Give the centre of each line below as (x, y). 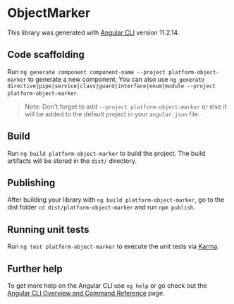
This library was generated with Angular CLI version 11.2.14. (93, 32)
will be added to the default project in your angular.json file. (112, 114)
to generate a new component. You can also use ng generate (116, 79)
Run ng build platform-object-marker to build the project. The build (106, 153)
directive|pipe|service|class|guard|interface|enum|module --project (112, 86)
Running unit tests (48, 230)
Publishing (31, 182)
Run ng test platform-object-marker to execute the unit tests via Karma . (113, 247)
